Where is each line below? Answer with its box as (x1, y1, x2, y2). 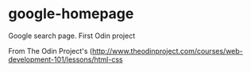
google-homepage (8, 5, 134, 23)
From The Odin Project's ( (8, 46, 93, 55)
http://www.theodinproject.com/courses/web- (91, 46, 244, 55)
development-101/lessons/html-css (8, 55, 123, 64)
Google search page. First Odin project (8, 31, 136, 40)
